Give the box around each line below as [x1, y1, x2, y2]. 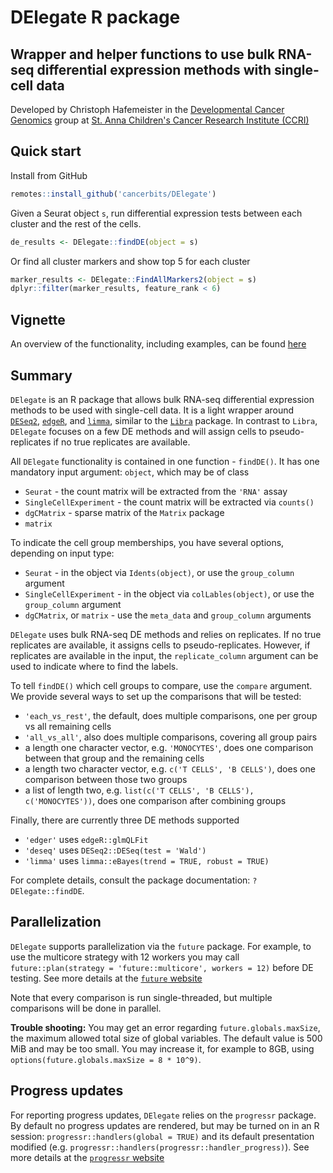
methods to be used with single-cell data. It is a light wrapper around [10, 404, 295, 416]
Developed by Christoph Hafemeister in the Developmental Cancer [10, 104, 285, 115]
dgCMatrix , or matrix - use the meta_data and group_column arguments [24, 609, 312, 621]
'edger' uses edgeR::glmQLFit [24, 833, 149, 845]
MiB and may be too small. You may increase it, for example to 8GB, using [10, 1042, 315, 1055]
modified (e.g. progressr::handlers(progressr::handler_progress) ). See [10, 1141, 310, 1153]
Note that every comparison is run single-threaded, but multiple [10, 991, 273, 1003]
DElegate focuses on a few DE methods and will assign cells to [10, 425, 268, 437]
